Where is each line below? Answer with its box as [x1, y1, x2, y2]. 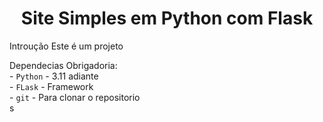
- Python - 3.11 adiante [9, 70, 99, 82]
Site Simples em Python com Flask [20, 7, 314, 30]
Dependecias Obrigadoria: [9, 59, 118, 71]
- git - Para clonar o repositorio [9, 91, 141, 103]
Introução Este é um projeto [9, 40, 124, 52]
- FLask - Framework [9, 80, 94, 92]
